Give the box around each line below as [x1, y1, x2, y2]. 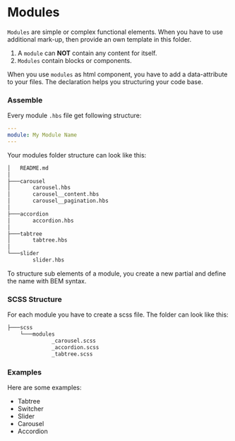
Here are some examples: [7, 383, 83, 392]
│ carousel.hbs [7, 184, 71, 192]
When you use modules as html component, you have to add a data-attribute [7, 70, 228, 78]
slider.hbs [32, 257, 65, 264]
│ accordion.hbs [7, 217, 74, 224]
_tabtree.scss [52, 351, 93, 358]
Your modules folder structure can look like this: [7, 151, 147, 159]
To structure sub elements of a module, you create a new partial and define [7, 269, 227, 278]
